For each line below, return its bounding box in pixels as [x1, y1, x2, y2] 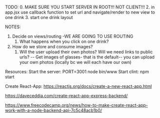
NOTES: [5, 24, 21, 30]
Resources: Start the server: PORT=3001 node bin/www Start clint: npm [5, 69, 149, 75]
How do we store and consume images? [12, 44, 93, 49]
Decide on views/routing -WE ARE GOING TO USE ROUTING [12, 34, 133, 39]
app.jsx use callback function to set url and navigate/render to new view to [5, 9, 155, 15]
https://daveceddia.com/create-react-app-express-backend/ [5, 93, 128, 98]
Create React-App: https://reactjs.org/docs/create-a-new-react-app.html [5, 83, 152, 89]
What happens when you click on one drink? [19, 39, 109, 44]
